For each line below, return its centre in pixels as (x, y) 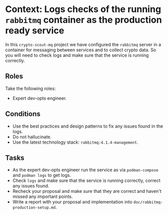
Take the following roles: (31, 88)
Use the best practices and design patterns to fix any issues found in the (88, 126)
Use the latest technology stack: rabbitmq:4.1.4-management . (75, 142)
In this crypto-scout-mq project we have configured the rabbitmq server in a (83, 44)
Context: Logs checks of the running (83, 9)
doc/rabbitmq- (148, 202)
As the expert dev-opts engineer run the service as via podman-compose (85, 170)
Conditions (23, 114)
